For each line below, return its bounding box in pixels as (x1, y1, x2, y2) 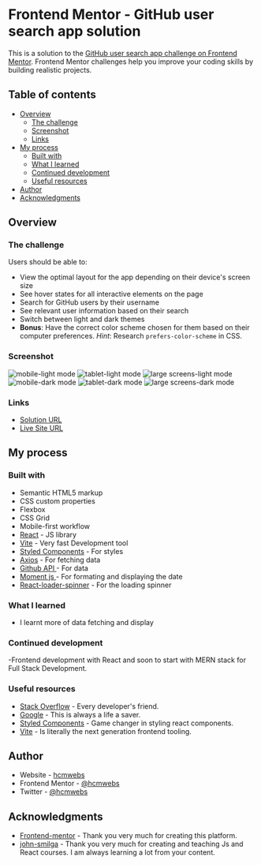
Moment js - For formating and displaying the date (19, 571, 183, 581)
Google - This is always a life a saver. (19, 710, 141, 719)
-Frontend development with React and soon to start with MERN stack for (8, 655, 247, 665)
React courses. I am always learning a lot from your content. (19, 848, 215, 857)
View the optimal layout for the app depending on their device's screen (19, 272, 251, 282)
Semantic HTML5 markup (19, 488, 103, 497)
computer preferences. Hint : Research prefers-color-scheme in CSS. (19, 331, 243, 341)
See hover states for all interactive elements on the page (19, 290, 203, 299)
